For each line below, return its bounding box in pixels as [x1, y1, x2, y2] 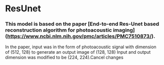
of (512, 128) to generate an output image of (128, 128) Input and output [5, 49, 151, 55]
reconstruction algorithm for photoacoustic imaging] [5, 27, 135, 33]
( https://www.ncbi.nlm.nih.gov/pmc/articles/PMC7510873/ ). [5, 33, 156, 40]
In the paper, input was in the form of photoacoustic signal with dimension [5, 44, 157, 50]
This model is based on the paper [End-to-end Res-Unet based [5, 21, 160, 28]
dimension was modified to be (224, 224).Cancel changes [5, 55, 124, 61]
